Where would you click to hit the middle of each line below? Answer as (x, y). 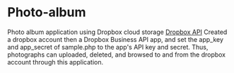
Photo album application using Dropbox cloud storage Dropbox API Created (117, 32)
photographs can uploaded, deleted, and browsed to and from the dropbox (117, 55)
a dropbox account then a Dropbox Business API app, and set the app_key (116, 39)
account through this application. (55, 62)
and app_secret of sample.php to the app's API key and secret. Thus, (108, 47)
